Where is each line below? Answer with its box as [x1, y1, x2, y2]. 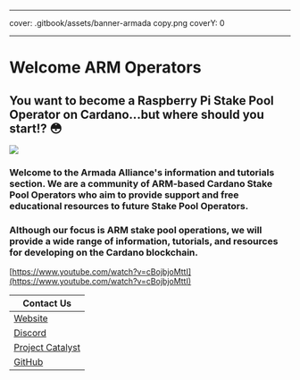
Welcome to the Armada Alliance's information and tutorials [9, 166, 275, 179]
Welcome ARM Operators [9, 57, 202, 78]
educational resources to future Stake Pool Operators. [9, 199, 249, 212]
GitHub [13, 356, 44, 368]
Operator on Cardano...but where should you [9, 106, 265, 122]
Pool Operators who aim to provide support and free [9, 189, 239, 201]
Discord [13, 327, 47, 340]
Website [13, 312, 48, 325]
